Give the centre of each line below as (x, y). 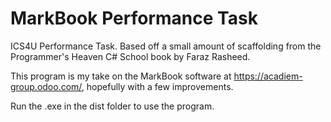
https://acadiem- (268, 76)
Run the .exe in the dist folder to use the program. (112, 106)
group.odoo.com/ (46, 86)
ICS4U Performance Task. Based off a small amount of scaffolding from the (166, 46)
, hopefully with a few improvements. (157, 86)
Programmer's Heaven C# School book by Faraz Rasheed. (130, 56)
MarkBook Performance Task (134, 18)
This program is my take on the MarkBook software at (121, 76)
